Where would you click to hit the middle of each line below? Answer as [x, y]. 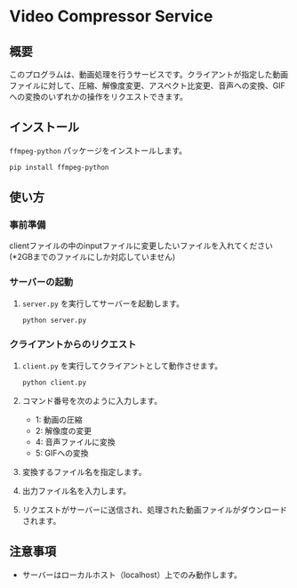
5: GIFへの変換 [62, 453]
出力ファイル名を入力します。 [76, 490]
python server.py [54, 320]
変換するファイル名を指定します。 [84, 471]
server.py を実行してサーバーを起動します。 [103, 303]
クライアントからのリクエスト [73, 344]
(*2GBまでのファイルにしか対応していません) [92, 257]
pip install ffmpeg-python [59, 167]
